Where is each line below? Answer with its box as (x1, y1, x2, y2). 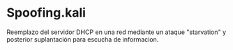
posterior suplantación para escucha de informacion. (6, 35, 159, 43)
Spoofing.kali (6, 5, 87, 21)
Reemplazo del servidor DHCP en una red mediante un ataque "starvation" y (6, 28, 227, 36)
